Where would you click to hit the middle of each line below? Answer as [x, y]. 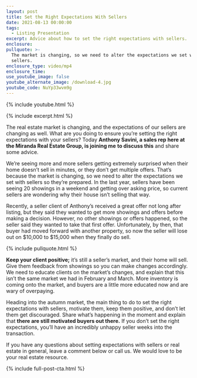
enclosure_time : [26, 71]
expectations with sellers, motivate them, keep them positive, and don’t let [96, 308]
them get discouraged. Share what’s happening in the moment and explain [96, 315]
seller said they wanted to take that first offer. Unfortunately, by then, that [95, 224]
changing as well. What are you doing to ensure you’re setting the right [92, 133]
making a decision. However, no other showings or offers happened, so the [97, 218]
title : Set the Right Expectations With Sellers [67, 17]
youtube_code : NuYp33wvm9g [39, 88]
